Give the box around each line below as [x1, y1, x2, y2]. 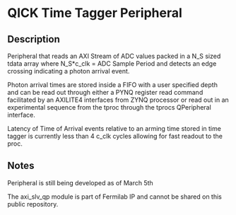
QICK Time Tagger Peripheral [7, 5, 182, 21]
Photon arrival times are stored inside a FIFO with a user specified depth [7, 81, 218, 89]
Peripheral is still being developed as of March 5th [7, 178, 153, 187]
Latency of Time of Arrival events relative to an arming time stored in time [7, 124, 221, 132]
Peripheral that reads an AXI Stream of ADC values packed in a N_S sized [7, 52, 221, 60]
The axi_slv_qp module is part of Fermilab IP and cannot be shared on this [7, 192, 223, 201]
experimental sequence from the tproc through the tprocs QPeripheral [7, 103, 212, 111]
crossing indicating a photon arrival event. [7, 67, 130, 75]
